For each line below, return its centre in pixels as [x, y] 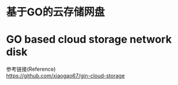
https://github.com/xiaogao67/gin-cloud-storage [66, 76]
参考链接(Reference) [31, 69]
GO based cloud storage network [89, 40]
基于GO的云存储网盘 [56, 12]
